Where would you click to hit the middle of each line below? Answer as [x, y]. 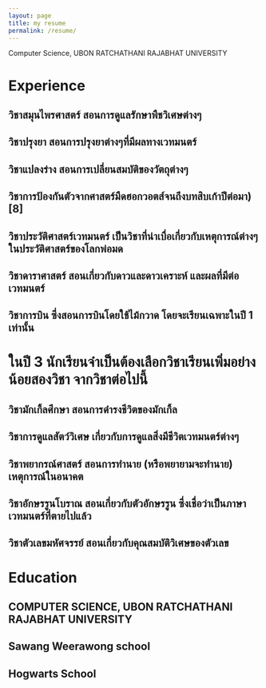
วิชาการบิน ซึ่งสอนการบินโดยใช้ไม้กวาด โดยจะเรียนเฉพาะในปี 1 [131, 315]
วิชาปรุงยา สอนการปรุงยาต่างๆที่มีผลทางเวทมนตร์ [103, 142]
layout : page [30, 16]
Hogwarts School [52, 673]
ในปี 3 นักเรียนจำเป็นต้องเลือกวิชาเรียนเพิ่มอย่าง [132, 362]
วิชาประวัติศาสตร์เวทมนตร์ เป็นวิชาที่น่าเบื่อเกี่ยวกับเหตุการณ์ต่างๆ [133, 236]
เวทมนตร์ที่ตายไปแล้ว [50, 516]
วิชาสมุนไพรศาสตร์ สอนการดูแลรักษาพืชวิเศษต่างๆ [105, 115]
